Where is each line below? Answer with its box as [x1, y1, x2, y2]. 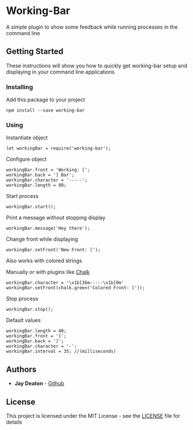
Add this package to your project [6, 96, 85, 103]
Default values [6, 317, 41, 324]
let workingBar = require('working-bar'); [6, 145, 111, 151]
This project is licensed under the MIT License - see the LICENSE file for [6, 412, 180, 419]
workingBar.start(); [6, 204, 57, 210]
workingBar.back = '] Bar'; [6, 172, 75, 178]
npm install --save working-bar [6, 107, 85, 113]
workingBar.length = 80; [6, 182, 67, 188]
